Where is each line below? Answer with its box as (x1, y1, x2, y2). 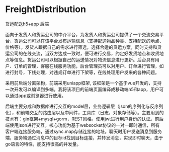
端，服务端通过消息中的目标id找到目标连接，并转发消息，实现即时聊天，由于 (5, 134, 163, 140)
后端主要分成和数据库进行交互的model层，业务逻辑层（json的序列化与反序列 (5, 103, 163, 109)
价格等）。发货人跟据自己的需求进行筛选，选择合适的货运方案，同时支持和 (5, 44, 157, 50)
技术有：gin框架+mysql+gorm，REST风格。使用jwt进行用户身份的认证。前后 (5, 116, 164, 122)
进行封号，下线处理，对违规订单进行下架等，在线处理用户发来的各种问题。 (5, 69, 159, 75)
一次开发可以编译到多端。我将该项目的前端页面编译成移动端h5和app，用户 (5, 86, 159, 92)
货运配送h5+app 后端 (5, 21, 49, 27)
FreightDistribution (5, 4, 87, 15)
